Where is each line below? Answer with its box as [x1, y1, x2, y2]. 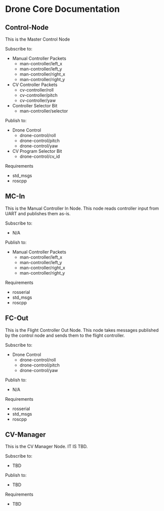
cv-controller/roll [19, 87, 54, 93]
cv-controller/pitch [19, 93, 58, 98]
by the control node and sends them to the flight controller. [5, 332, 125, 338]
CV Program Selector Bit [12, 148, 62, 154]
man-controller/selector [19, 108, 68, 114]
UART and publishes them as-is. [5, 210, 71, 216]
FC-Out [5, 314, 29, 323]
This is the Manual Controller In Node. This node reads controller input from [5, 205, 159, 211]
